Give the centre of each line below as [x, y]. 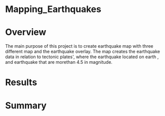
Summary [26, 105]
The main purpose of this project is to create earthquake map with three [79, 46]
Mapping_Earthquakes [53, 9]
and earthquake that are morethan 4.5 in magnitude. [59, 62]
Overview [26, 32]
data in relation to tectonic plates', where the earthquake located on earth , [82, 57]
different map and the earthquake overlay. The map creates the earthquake [82, 52]
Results [21, 83]
